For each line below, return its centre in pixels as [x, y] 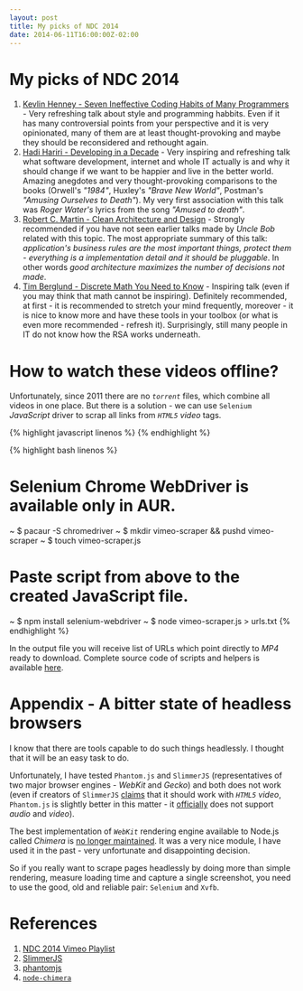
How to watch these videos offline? [144, 371]
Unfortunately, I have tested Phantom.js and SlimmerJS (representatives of [146, 776]
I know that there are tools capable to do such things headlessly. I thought [147, 748]
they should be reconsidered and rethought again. [115, 143]
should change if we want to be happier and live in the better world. [148, 172]
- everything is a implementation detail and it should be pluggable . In [151, 257]
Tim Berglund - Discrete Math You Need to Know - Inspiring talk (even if [156, 286]
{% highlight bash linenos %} [64, 450]
